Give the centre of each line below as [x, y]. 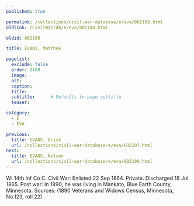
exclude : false [30, 65]
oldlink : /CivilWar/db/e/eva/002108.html [57, 27]
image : [19, 75]
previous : [18, 134]
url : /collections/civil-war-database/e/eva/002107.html [82, 145]
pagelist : [18, 59]
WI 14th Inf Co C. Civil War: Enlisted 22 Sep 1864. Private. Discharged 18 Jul [97, 178]
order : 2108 [26, 70]
